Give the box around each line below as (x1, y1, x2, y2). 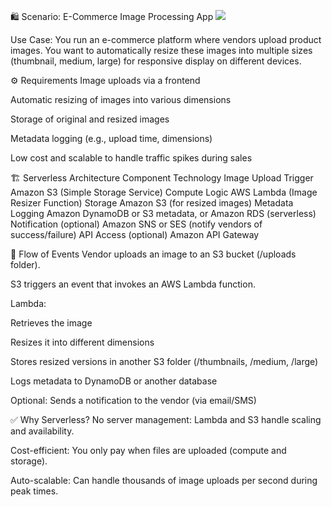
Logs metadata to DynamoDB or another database (10, 375, 218, 387)
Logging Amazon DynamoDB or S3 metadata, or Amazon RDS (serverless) (10, 208, 317, 219)
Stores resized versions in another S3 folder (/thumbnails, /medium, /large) (10, 356, 319, 367)
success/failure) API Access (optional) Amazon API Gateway (10, 229, 260, 240)
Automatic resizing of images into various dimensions (10, 94, 232, 105)
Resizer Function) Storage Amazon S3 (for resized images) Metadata (10, 197, 294, 209)
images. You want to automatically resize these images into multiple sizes (10, 45, 313, 56)
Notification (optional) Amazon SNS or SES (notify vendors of (10, 218, 263, 230)
